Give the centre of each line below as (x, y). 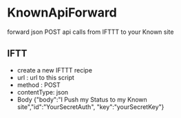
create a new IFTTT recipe (55, 70)
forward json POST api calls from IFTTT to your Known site (90, 32)
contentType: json (43, 92)
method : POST (39, 85)
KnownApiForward (62, 13)
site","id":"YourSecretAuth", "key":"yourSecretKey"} (90, 107)
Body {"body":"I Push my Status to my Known (82, 99)
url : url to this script (45, 77)
